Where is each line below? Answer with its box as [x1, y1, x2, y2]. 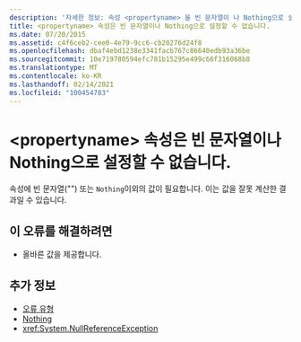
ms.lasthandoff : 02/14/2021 [9, 80, 115, 89]
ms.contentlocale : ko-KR [9, 72, 102, 81]
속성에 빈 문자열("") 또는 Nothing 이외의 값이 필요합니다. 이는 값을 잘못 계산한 [9, 183, 278, 194]
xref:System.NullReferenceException [21, 323, 159, 334]
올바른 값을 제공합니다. [21, 249, 102, 260]
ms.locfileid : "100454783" [9, 88, 110, 97]
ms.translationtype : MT [9, 64, 99, 73]
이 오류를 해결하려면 [9, 224, 113, 239]
